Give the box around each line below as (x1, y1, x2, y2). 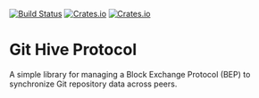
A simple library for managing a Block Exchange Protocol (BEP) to (9, 69, 251, 79)
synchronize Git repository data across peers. (9, 78, 178, 89)
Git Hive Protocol (9, 40, 138, 60)
